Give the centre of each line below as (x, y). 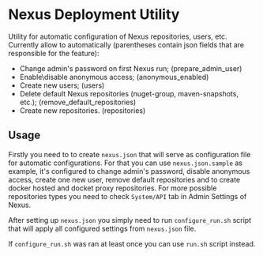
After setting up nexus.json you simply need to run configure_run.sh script (130, 220)
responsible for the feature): (54, 53)
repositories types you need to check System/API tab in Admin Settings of (128, 196)
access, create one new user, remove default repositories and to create (124, 179)
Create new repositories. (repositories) (83, 110)
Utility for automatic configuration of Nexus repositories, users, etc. (118, 36)
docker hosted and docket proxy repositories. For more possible (113, 188)
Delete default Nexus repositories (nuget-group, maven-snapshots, (129, 93)
